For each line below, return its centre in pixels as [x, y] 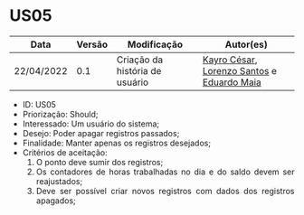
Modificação [155, 44]
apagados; [56, 201]
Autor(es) [247, 44]
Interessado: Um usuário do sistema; [91, 124]
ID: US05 [39, 104]
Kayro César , [230, 60]
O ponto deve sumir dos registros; [100, 162]
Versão [92, 44]
